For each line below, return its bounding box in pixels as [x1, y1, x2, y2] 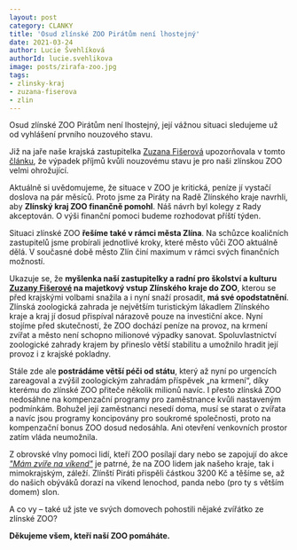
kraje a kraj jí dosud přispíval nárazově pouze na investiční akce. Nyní [9, 311, 263, 322]
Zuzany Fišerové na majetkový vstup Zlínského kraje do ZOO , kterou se [9, 283, 277, 294]
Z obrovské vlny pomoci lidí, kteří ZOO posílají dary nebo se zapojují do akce [9, 449, 288, 460]
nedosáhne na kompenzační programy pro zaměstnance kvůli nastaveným [9, 394, 281, 405]
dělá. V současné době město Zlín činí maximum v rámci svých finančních [9, 247, 279, 257]
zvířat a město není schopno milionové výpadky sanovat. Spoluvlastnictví [9, 330, 277, 341]
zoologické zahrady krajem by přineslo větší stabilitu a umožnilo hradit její [9, 339, 278, 350]
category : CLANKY [9, 21, 74, 30]
